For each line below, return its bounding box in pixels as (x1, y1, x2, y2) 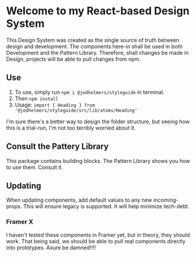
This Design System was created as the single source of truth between (6, 36, 180, 43)
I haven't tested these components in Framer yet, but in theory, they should (6, 231, 190, 239)
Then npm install (14, 95, 59, 102)
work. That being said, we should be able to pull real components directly (6, 237, 186, 245)
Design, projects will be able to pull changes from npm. (6, 55, 141, 62)
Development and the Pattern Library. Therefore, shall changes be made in (6, 49, 189, 56)
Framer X (6, 218, 34, 226)
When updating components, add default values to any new (6, 196, 153, 203)
